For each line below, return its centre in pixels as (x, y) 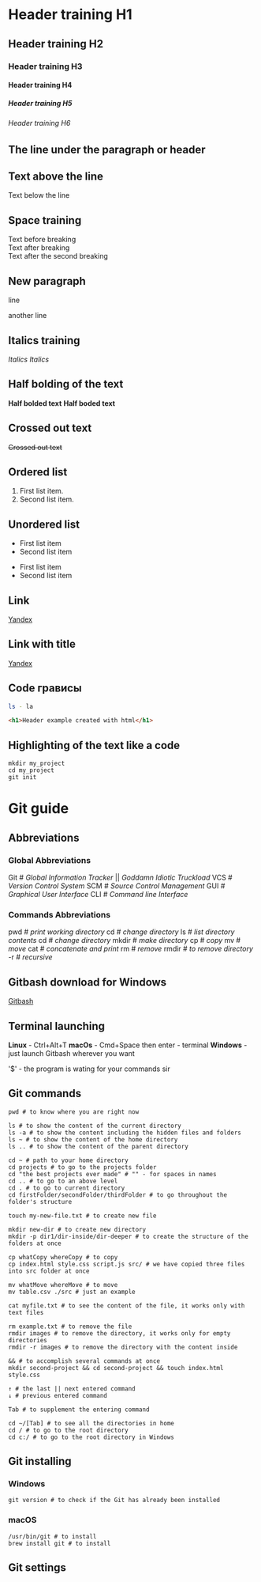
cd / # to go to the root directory (68, 1430)
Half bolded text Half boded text (62, 403)
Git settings (37, 1568)
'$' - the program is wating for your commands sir (89, 1069)
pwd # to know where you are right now (74, 1112)
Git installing (40, 1461)
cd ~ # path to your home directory (68, 1160)
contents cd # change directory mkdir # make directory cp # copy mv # (125, 940)
